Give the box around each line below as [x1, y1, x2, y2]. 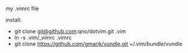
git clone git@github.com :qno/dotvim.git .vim [14, 28, 126, 35]
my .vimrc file [5, 5, 40, 12]
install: [5, 16, 22, 23]
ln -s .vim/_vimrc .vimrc [14, 34, 72, 41]
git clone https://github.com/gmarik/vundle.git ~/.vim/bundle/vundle [14, 41, 183, 47]
